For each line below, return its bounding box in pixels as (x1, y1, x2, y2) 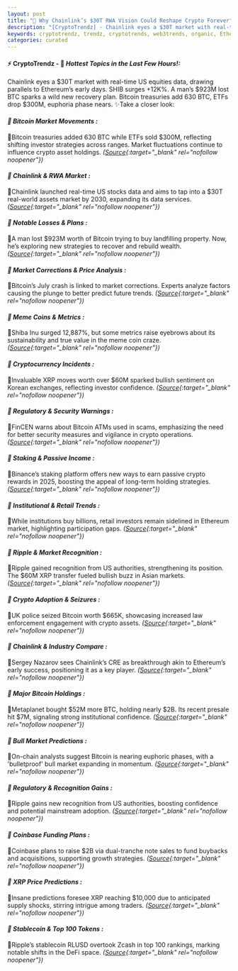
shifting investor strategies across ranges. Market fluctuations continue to (7, 140, 223, 149)
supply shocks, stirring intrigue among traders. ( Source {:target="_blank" (7, 901, 220, 909)
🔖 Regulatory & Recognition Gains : (7, 783, 113, 792)
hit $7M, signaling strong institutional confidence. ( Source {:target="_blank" (7, 712, 227, 721)
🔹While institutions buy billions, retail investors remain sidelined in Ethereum (7, 517, 229, 526)
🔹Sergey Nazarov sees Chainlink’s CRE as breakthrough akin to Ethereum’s (7, 657, 226, 667)
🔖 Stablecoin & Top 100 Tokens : (7, 925, 104, 933)
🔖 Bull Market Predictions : (7, 736, 87, 745)
